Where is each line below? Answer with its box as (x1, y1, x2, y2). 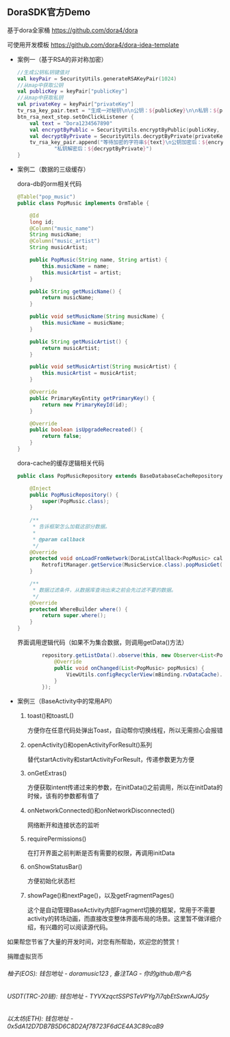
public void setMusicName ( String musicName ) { (29, 313, 165, 321)
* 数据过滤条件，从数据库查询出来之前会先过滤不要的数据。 (32, 586, 177, 594)
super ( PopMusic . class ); (42, 498, 110, 504)
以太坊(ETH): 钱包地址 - (7, 1014, 74, 1023)
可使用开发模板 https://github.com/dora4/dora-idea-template (7, 40, 179, 49)
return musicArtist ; (42, 345, 101, 351)
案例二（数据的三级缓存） (16, 165, 90, 174)
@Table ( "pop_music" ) (16, 194, 76, 200)
